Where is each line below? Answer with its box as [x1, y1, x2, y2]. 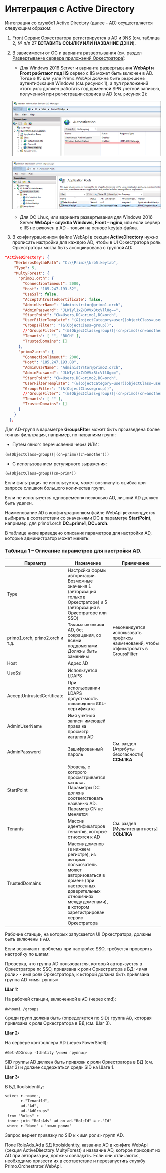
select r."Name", [5, 1094, 41, 1098]
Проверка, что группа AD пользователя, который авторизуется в [5, 960, 142, 967]
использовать [112, 629, 142, 635]
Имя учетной [67, 713, 95, 719]
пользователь [67, 862, 97, 868]
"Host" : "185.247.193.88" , [23, 360, 79, 365]
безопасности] [112, 751, 144, 757]
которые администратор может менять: [5, 535, 90, 541]
